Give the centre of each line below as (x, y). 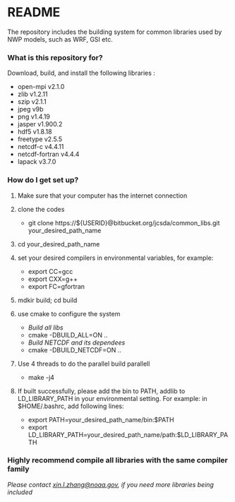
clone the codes (41, 209)
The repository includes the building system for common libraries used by (115, 32)
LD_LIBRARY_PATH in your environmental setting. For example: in (112, 398)
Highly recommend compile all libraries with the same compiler (117, 460)
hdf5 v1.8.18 (35, 132)
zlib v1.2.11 (32, 94)
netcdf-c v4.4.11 (41, 147)
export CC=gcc (50, 271)
